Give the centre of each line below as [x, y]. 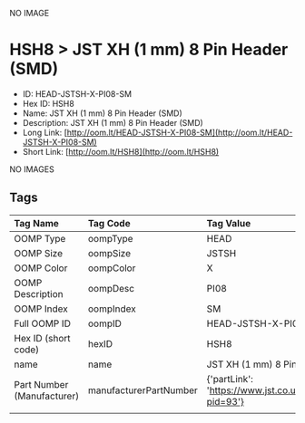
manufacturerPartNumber [143, 390]
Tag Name [36, 223]
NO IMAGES [32, 169]
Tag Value [229, 223]
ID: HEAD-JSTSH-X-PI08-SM [77, 93]
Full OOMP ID [42, 323]
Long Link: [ [45, 132]
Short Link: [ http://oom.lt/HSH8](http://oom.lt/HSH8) [121, 151]
